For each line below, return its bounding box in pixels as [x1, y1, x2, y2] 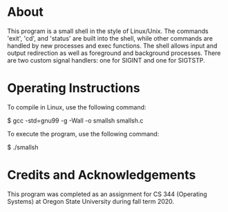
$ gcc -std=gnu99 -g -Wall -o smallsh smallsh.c [7, 116, 144, 125]
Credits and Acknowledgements [7, 167, 196, 183]
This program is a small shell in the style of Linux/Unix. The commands [7, 27, 209, 35]
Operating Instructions [7, 81, 140, 96]
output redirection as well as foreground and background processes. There [7, 49, 221, 57]
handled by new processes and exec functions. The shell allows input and [7, 41, 218, 50]
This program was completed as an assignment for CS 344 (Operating [7, 190, 207, 198]
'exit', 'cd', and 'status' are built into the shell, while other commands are [7, 34, 213, 42]
